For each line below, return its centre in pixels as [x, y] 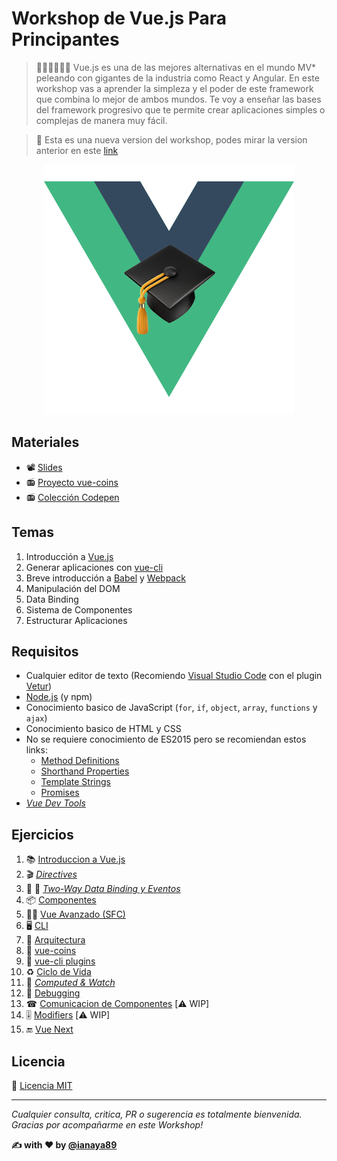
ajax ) [36, 718]
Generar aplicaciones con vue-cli [94, 567]
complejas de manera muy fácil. [101, 120]
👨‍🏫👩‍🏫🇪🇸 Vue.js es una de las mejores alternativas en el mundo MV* [176, 67]
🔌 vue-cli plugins [60, 961]
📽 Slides [44, 467]
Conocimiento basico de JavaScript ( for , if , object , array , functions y [171, 708]
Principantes [65, 39]
